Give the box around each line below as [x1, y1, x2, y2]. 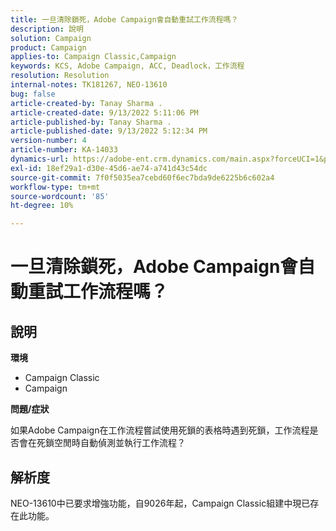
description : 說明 [10, 24, 84, 34]
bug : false [10, 89, 56, 99]
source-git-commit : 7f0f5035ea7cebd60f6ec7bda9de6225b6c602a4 [10, 172, 275, 183]
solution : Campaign [10, 33, 92, 43]
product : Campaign [10, 42, 87, 53]
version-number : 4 [10, 136, 87, 146]
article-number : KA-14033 [10, 145, 118, 155]
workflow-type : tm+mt [10, 182, 101, 192]
